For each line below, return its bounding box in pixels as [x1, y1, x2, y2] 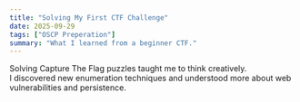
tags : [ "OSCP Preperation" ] [9, 30, 116, 39]
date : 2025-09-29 [9, 22, 75, 31]
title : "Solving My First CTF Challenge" [9, 13, 169, 23]
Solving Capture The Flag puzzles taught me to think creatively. [9, 63, 247, 74]
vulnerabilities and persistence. [9, 82, 127, 93]
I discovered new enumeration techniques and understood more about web [9, 73, 292, 84]
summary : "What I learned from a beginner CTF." [9, 38, 197, 48]
